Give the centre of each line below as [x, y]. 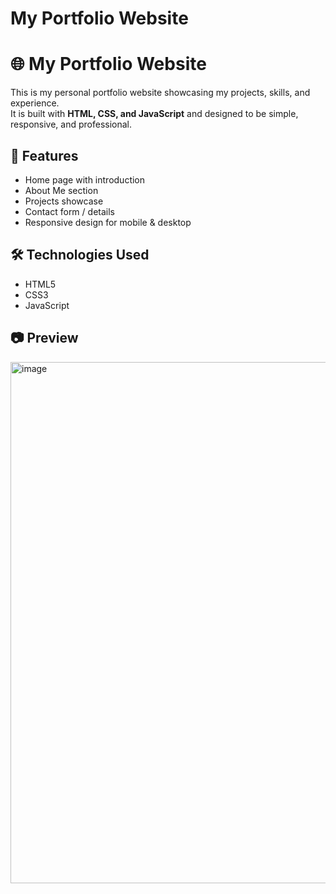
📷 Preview [44, 338]
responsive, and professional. [71, 124]
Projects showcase [64, 201]
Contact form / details [69, 211]
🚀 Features [44, 155]
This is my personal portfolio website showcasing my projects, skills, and [160, 93]
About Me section [61, 190]
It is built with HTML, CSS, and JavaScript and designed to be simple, [154, 114]
